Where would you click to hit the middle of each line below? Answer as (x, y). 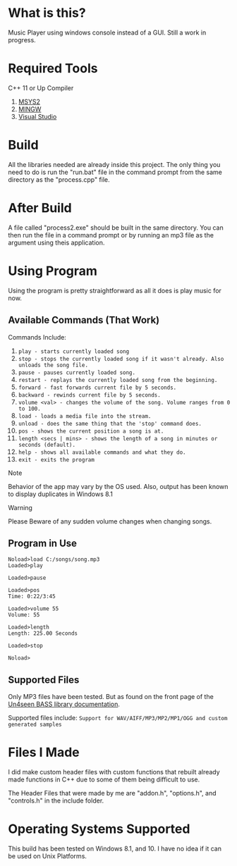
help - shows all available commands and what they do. (102, 452)
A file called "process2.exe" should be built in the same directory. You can (116, 228)
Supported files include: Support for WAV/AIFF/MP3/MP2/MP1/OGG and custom (118, 718)
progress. (22, 39)
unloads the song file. (53, 365)
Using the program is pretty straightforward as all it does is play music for (115, 290)
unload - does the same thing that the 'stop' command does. (110, 423)
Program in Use (42, 543)
